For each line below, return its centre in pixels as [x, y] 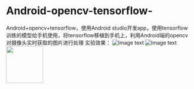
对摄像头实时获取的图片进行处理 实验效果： [58, 42]
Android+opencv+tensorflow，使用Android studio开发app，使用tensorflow [97, 28]
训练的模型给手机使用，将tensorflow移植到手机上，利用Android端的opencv [97, 35]
